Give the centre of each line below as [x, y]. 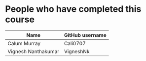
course [20, 19]
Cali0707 [75, 43]
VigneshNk [77, 51]
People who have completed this [73, 9]
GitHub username [85, 35]
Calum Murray [24, 43]
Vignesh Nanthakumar [34, 51]
